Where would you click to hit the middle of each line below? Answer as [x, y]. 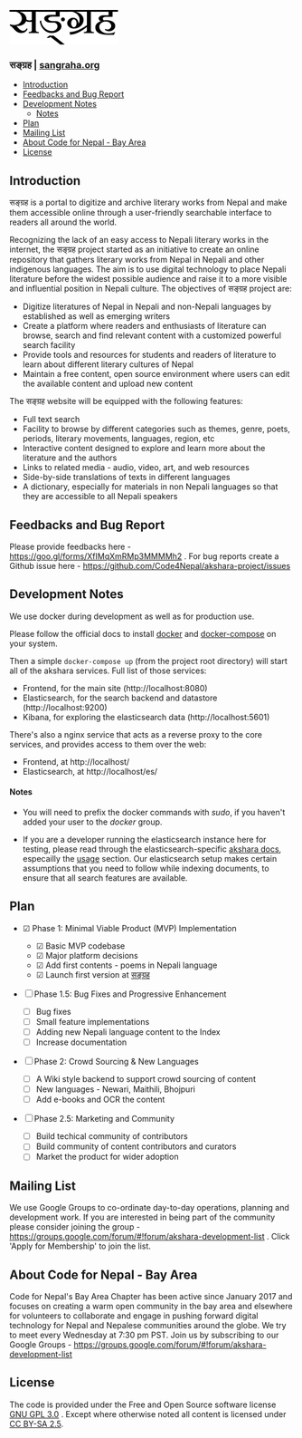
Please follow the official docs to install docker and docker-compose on [143, 633]
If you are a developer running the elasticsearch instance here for [144, 839]
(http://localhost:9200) [65, 707]
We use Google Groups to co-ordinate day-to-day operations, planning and [149, 1208]
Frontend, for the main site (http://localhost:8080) [115, 688]
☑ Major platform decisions [87, 955]
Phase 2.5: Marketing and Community [104, 1119]
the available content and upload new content [108, 384]
